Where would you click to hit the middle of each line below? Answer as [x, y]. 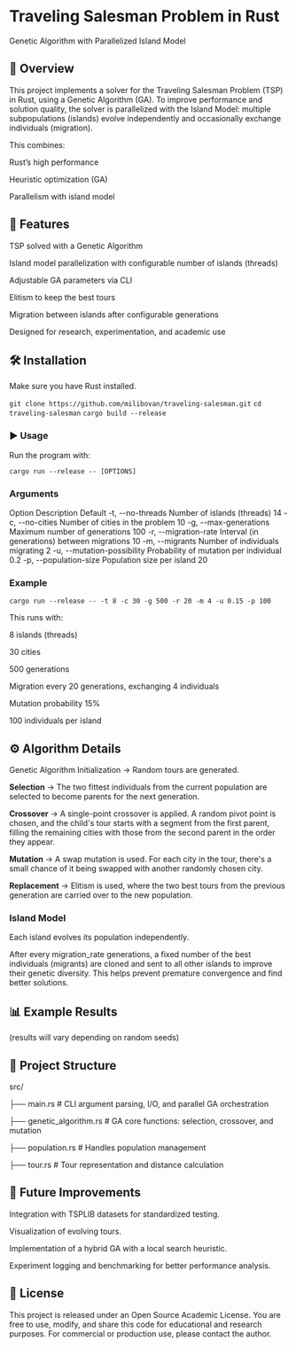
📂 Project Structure [63, 1065]
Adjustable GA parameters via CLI [71, 280]
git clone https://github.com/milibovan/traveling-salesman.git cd [135, 404]
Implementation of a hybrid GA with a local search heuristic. [118, 1248]
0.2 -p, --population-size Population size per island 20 [109, 559]
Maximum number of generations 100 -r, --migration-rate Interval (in [134, 531]
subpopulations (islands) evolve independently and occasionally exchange [145, 118]
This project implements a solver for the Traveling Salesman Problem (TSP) [146, 90]
